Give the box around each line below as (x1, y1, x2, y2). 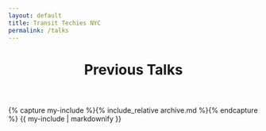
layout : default (8, 11, 62, 20)
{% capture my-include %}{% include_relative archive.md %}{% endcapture (8, 105, 258, 115)
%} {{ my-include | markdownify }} (8, 114, 121, 123)
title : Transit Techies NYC (8, 19, 102, 27)
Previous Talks (83, 60, 183, 79)
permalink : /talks (8, 26, 69, 34)
